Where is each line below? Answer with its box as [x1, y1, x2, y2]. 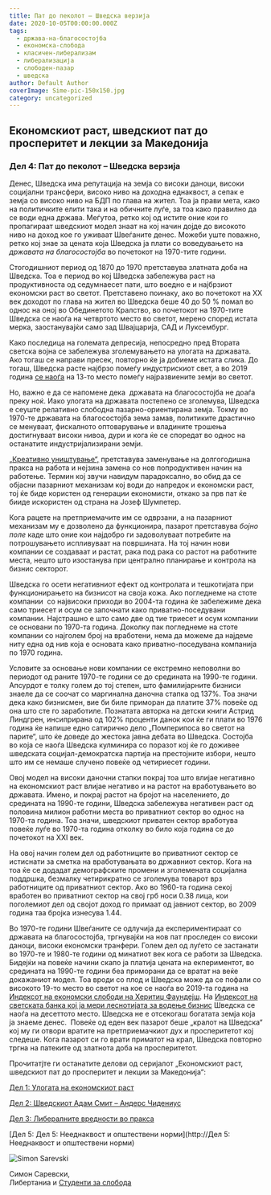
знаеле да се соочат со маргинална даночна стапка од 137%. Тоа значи [9, 689, 257, 698]
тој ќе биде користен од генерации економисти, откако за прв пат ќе [9, 488, 248, 498]
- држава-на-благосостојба [16, 34, 107, 43]
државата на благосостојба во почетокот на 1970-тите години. [9, 247, 227, 256]
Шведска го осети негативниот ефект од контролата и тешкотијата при [9, 579, 254, 589]
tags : [9, 27, 27, 35]
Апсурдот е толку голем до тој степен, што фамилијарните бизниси [9, 680, 241, 690]
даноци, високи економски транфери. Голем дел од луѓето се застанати [9, 940, 259, 950]
